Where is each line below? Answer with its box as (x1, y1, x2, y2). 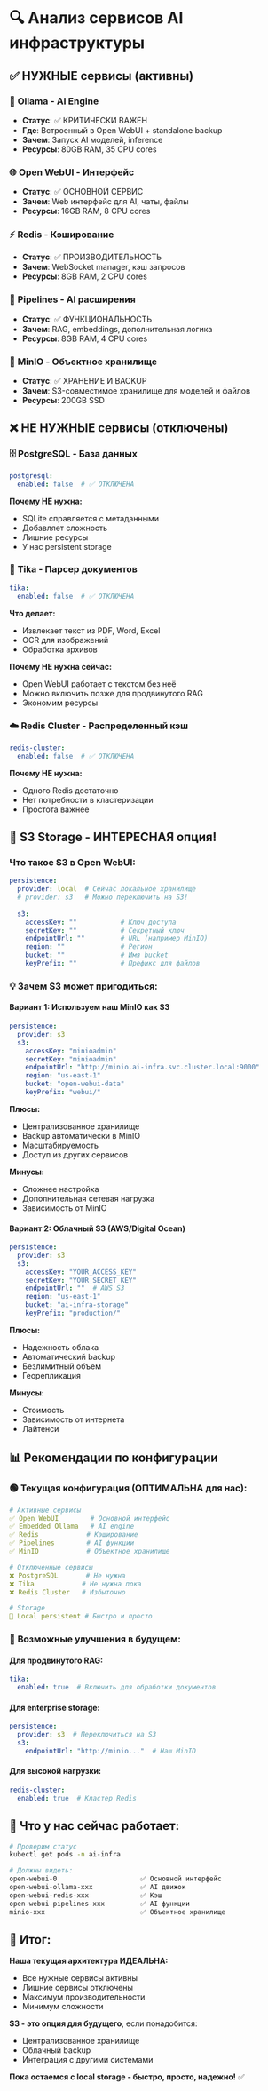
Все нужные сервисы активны (21, 1973, 138, 1984)
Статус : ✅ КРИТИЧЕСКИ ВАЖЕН (21, 115, 148, 125)
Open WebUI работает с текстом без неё (21, 678, 177, 689)
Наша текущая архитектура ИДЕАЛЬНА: (9, 1956, 169, 1967)
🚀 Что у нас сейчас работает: (9, 1818, 180, 1833)
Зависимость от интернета (21, 1414, 125, 1425)
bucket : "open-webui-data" (25, 1079, 125, 1089)
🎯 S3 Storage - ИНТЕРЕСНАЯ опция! (9, 829, 217, 845)
